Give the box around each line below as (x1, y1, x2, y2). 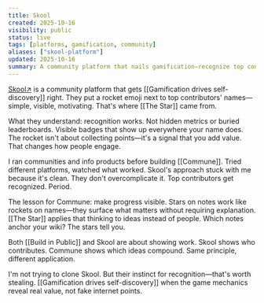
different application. (8, 253, 75, 264)
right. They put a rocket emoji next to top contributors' (46, 92, 222, 102)
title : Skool (8, 11, 51, 20)
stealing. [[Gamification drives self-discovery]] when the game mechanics (8, 277, 248, 287)
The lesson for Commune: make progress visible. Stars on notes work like (8, 197, 247, 206)
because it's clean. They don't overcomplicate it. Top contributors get (8, 173, 234, 183)
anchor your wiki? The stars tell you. (8, 222, 126, 231)
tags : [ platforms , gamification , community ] (8, 41, 156, 49)
